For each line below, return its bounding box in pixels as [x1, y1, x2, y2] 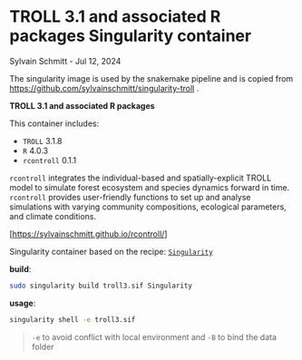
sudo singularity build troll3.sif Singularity [9, 281, 193, 290]
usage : [9, 297, 36, 308]
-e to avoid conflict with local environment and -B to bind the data [31, 331, 278, 342]
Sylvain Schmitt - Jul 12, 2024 [9, 55, 122, 66]
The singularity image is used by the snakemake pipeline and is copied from [9, 73, 294, 83]
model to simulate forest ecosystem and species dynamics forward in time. [9, 181, 290, 192]
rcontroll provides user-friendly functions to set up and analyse [9, 191, 251, 202]
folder [31, 341, 54, 352]
